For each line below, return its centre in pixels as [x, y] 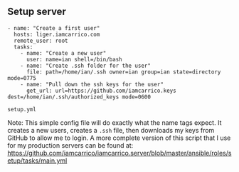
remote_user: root [41, 41]
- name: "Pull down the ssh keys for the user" [92, 84]
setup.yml [22, 109]
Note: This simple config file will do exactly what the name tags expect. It [115, 122]
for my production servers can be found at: [70, 145]
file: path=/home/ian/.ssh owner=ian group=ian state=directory [123, 72]
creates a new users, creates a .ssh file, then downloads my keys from [111, 130]
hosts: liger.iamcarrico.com [57, 34]
